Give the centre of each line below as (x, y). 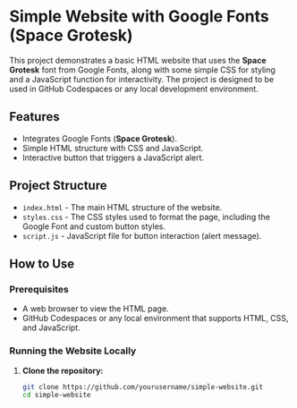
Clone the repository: (63, 370)
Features (34, 117)
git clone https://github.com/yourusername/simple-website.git (143, 387)
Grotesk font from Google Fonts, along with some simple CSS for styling (142, 70)
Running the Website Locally (73, 351)
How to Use (42, 263)
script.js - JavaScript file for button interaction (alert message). (142, 235)
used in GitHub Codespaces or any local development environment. (134, 89)
